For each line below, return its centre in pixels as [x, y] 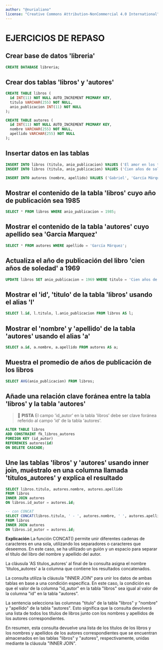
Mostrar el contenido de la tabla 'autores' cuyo [77, 227]
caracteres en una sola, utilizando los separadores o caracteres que [73, 544]
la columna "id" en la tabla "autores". [42, 594]
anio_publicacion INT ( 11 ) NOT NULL [46, 107]
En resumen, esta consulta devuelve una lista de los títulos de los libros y [78, 628]
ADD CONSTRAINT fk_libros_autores [40, 434]
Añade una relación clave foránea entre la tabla [78, 396]
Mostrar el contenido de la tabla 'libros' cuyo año [81, 193]
